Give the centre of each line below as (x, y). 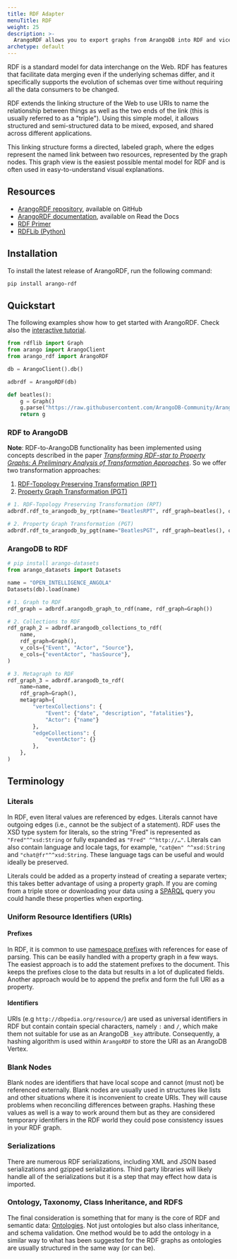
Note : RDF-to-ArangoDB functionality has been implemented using (105, 448)
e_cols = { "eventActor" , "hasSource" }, (75, 654)
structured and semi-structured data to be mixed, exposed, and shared (110, 126)
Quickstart (31, 305)
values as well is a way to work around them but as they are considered (111, 1113)
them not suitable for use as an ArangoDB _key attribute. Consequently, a (114, 1033)
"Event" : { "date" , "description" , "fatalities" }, (119, 713)
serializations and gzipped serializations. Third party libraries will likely (110, 1169)
